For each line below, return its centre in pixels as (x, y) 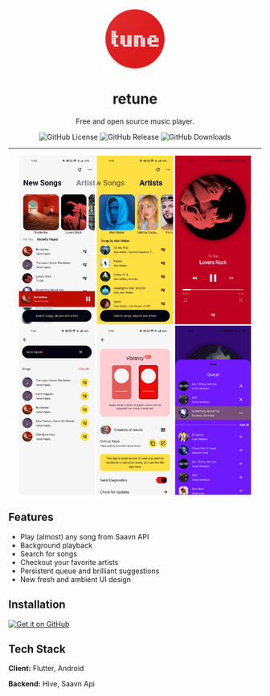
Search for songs (49, 554)
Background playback (56, 545)
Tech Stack (37, 649)
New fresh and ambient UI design (75, 579)
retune (135, 99)
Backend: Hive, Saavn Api (51, 684)
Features (31, 517)
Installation (37, 605)
